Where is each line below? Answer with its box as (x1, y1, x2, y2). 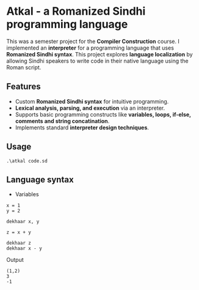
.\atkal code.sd (6, 158, 48, 164)
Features (6, 82, 41, 92)
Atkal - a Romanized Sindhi (6, 4, 146, 18)
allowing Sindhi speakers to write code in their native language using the (6, 57, 189, 64)
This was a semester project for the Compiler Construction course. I (6, 37, 180, 45)
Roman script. (6, 63, 42, 71)
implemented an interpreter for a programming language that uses (6, 44, 174, 52)
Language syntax (6, 174, 74, 185)
